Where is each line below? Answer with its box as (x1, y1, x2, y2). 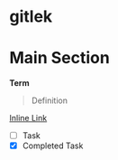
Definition (31, 95, 68, 106)
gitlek (9, 6, 53, 27)
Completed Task (22, 140, 84, 151)
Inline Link (9, 113, 48, 124)
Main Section (9, 48, 110, 69)
